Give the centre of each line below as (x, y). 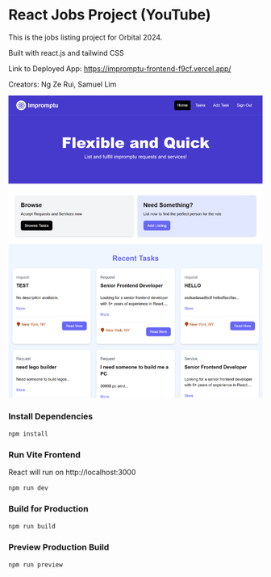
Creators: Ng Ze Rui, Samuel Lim (63, 84)
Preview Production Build (59, 547)
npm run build (32, 527)
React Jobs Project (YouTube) (110, 15)
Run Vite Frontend (44, 454)
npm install (28, 434)
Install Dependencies (51, 416)
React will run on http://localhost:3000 (72, 472)
